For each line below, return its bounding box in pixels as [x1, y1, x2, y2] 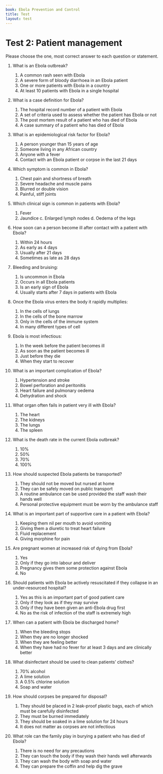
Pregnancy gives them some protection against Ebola [20, 565, 127, 571]
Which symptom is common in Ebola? [12, 166, 88, 172]
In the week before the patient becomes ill [20, 343, 105, 349]
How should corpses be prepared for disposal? [12, 693, 107, 699]
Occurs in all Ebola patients [20, 279, 75, 285]
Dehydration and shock [20, 393, 67, 399]
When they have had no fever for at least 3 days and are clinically [20, 645, 152, 651]
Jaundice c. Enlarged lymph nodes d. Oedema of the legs [20, 215, 136, 221]
